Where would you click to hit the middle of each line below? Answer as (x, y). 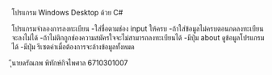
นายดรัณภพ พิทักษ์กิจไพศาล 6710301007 (70, 63)
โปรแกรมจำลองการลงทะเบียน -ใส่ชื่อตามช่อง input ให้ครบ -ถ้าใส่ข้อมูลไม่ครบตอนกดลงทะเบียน (138, 29)
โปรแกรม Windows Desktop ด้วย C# (67, 12)
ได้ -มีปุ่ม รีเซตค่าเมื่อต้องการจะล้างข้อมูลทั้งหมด (73, 47)
